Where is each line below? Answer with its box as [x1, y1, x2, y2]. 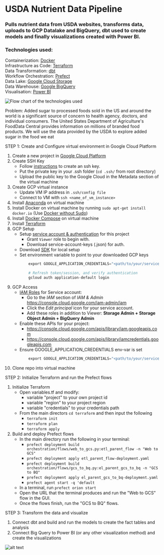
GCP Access [12, 284, 38, 290]
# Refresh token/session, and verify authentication [28, 271, 138, 276]
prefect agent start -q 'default [26, 480, 95, 485]
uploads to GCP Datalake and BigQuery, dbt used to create [5, 27, 146, 34]
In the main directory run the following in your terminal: [19, 436, 130, 442]
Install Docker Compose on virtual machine [12, 215, 99, 221]
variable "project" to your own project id [26, 394, 107, 400]
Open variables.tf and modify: [19, 389, 80, 395]
